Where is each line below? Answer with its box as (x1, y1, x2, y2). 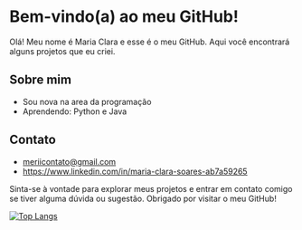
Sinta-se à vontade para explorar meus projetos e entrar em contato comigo (9, 183, 293, 194)
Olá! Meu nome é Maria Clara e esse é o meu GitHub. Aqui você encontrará (9, 36, 290, 47)
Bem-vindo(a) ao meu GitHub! (9, 6, 240, 27)
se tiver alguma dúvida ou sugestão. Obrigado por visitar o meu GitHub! (9, 193, 278, 204)
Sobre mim (9, 72, 72, 88)
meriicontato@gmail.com (22, 156, 117, 167)
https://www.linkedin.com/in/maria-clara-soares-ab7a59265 (22, 166, 248, 177)
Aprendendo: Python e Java (22, 106, 127, 117)
